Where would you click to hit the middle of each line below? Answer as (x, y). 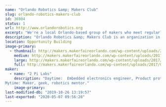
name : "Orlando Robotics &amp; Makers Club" (52, 10)
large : (21, 60)
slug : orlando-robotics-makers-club (43, 14)
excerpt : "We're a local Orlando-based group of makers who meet (74, 33)
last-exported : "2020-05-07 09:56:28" (45, 97)
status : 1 (15, 23)
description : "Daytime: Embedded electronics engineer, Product (83, 78)
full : (20, 65)
